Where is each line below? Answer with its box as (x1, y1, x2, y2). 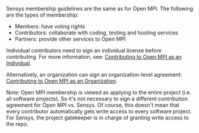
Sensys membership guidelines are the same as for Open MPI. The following (6, 5, 194, 12)
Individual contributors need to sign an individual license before (6, 47, 162, 54)
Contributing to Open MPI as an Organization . (6, 77, 118, 84)
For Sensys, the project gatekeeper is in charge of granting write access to (6, 114, 189, 121)
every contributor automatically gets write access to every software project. (6, 108, 192, 115)
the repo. (6, 121, 29, 127)
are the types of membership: (6, 11, 79, 18)
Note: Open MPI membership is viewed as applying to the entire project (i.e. (6, 89, 192, 96)
